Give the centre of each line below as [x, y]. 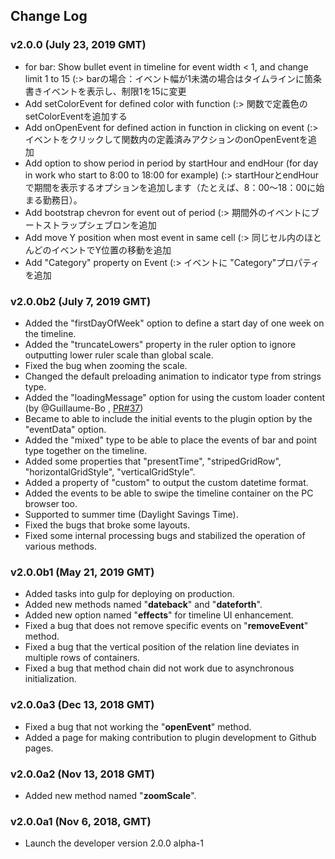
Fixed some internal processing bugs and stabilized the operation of [165, 535]
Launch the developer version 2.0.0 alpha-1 [114, 843]
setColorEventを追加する [76, 116]
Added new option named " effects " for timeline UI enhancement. [159, 615]
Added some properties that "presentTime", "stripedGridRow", [153, 461]
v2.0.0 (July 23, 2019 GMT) [78, 45]
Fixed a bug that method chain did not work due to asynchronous [159, 668]
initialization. [50, 679]
